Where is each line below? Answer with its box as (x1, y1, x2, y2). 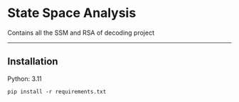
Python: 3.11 (7, 74, 43, 83)
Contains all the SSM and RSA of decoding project (7, 28, 155, 37)
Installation (7, 55, 58, 68)
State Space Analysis (7, 5, 137, 21)
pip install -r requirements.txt (7, 88, 107, 95)
